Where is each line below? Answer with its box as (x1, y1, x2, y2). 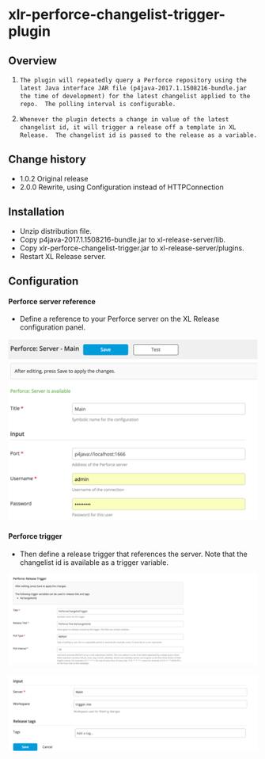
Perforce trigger (8, 531, 62, 540)
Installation (8, 205, 65, 219)
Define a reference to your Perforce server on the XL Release (19, 315, 220, 324)
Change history (8, 153, 87, 166)
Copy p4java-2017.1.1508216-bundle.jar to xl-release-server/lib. (19, 235, 225, 244)
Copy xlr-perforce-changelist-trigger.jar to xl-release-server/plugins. (19, 243, 244, 253)
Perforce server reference (8, 296, 97, 306)
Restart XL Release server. (19, 251, 107, 261)
